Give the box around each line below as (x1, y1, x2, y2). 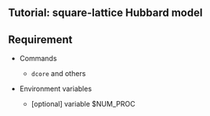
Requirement (8, 33, 73, 46)
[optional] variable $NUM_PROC (31, 100, 136, 109)
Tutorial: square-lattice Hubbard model (8, 6, 203, 20)
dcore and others (31, 69, 86, 78)
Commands (19, 54, 57, 63)
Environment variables (19, 84, 92, 93)
